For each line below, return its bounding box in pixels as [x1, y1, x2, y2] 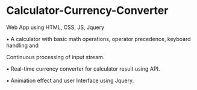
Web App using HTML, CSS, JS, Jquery [6, 24, 104, 31]
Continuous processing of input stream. [6, 53, 105, 60]
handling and [6, 42, 39, 49]
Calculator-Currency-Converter [6, 4, 169, 18]
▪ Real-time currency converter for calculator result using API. [6, 65, 160, 72]
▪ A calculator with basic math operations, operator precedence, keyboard [6, 35, 191, 42]
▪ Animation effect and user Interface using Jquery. [6, 77, 134, 84]
